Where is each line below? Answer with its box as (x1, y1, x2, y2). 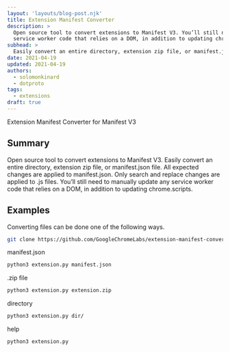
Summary (7, 137, 50, 149)
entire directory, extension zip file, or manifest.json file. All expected (7, 163, 199, 171)
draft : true (7, 99, 41, 106)
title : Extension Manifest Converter (7, 16, 115, 23)
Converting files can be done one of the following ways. (7, 223, 165, 231)
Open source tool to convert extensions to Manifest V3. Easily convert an (7, 155, 214, 164)
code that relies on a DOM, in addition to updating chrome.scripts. (7, 185, 193, 193)
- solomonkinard (13, 73, 60, 81)
